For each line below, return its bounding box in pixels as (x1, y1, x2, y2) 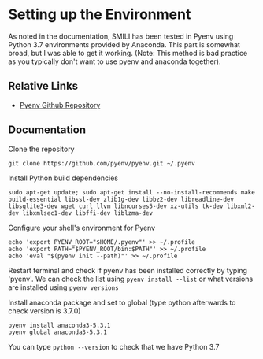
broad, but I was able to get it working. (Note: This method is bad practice (8, 48, 248, 57)
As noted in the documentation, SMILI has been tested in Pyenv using (8, 31, 234, 41)
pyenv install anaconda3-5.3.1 (8, 321, 111, 329)
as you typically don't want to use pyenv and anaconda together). (8, 57, 221, 66)
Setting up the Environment (8, 6, 191, 24)
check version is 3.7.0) (8, 305, 81, 316)
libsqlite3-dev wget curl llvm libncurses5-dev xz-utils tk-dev (8, 202, 224, 210)
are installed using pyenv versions (8, 282, 120, 292)
